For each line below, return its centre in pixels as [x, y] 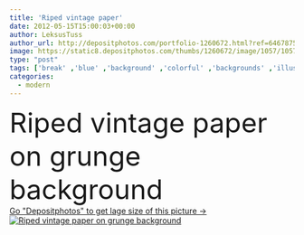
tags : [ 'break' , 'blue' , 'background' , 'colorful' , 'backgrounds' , [141, 69]
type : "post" [34, 60]
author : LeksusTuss [46, 34]
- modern [34, 85]
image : [22, 52]
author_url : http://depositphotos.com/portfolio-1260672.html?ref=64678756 [155, 43]
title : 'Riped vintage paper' [66, 18]
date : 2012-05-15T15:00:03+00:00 [72, 26]
